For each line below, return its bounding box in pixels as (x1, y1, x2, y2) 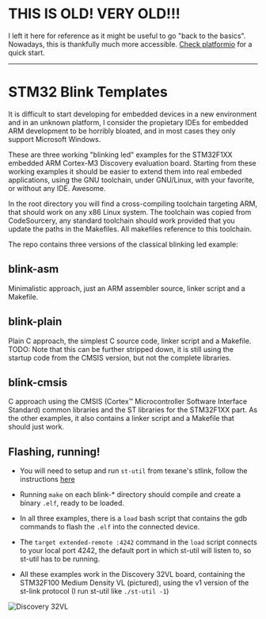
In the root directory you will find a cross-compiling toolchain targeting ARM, (8, 199, 258, 208)
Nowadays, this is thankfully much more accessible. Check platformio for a (8, 39, 253, 48)
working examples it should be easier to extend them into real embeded (8, 166, 242, 176)
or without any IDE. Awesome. (8, 183, 106, 193)
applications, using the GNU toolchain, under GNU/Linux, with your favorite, (8, 175, 255, 185)
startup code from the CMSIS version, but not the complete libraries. (8, 353, 232, 362)
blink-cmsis (8, 376, 68, 389)
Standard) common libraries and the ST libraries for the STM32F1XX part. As (8, 405, 258, 415)
